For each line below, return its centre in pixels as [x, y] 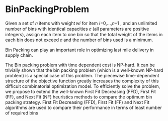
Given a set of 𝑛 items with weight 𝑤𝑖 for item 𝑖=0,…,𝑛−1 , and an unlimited [81, 23]
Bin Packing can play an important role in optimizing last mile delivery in [80, 50]
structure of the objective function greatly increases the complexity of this [82, 81]
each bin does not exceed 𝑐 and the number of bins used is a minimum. [79, 40]
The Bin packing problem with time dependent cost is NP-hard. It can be [80, 65]
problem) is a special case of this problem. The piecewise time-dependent [82, 75]
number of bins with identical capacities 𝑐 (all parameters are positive [77, 29]
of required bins [22, 113]
